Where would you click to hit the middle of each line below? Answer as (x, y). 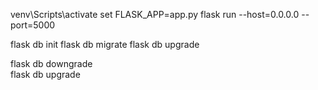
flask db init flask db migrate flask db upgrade (105, 44)
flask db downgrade (51, 63)
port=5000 (33, 25)
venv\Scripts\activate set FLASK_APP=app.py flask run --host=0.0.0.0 (155, 14)
